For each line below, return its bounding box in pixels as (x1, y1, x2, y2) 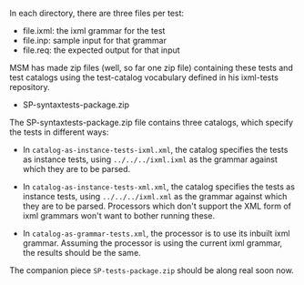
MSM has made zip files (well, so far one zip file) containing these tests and (9, 63, 293, 73)
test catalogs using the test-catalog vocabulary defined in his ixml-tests (9, 72, 279, 83)
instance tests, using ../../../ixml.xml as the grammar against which (22, 191, 288, 201)
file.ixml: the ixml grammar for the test (22, 25, 166, 36)
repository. (9, 82, 50, 92)
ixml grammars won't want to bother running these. (22, 210, 216, 221)
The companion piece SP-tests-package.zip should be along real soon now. (9, 265, 294, 276)
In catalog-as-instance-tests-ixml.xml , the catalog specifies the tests (22, 145, 289, 155)
